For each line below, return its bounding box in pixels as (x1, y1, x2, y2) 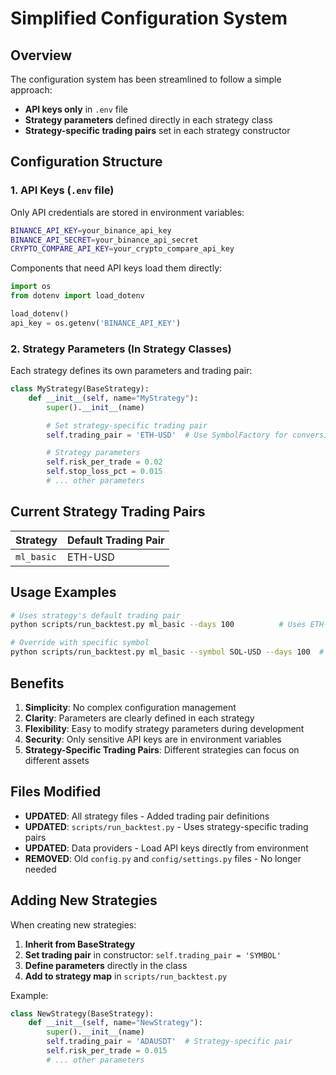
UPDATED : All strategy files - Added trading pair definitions (24, 810, 270, 822)
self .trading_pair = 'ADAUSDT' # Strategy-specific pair (46, 1037, 293, 1047)
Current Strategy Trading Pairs (10, 503, 206, 521)
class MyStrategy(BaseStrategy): (10, 384, 150, 394)
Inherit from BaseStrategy (24, 938, 136, 950)
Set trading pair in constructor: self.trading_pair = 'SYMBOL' (24, 948, 282, 961)
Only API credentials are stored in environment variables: (10, 206, 245, 218)
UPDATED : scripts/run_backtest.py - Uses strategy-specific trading (24, 820, 309, 832)
